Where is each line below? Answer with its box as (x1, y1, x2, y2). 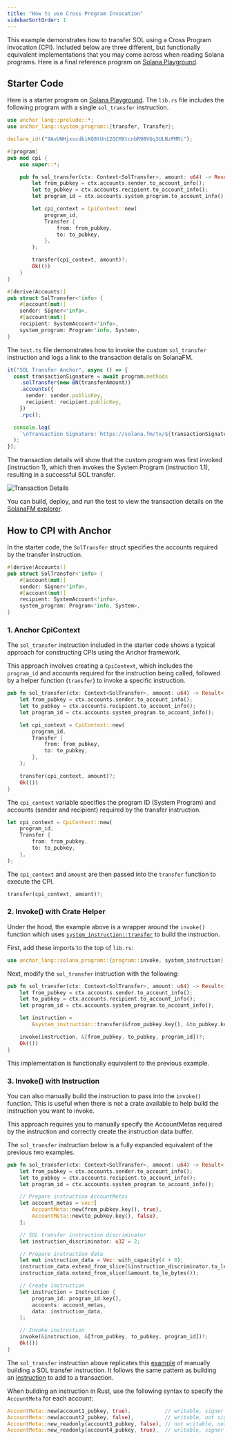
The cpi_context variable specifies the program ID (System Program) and (7, 798, 216, 806)
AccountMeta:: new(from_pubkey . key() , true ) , (32, 1206, 162, 1213)
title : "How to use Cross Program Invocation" (7, 10, 144, 17)
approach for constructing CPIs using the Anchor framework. (7, 648, 182, 657)
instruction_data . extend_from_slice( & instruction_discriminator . (19, 1264, 212, 1270)
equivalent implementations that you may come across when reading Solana (7, 50, 224, 59)
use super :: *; (19, 161, 60, 168)
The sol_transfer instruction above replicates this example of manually (7, 1358, 211, 1367)
